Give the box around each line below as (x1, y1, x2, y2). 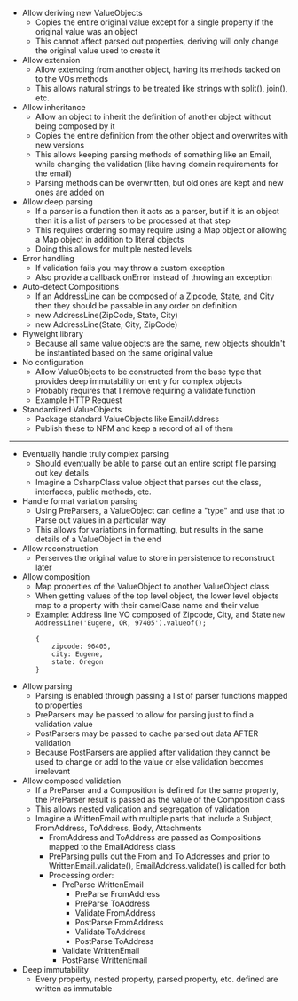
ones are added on (35, 187, 105, 197)
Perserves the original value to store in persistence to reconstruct (35, 553, 275, 563)
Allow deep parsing (21, 196, 93, 207)
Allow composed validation (21, 775, 122, 786)
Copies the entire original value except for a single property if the (35, 17, 274, 28)
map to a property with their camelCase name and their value (35, 600, 260, 610)
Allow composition (21, 572, 90, 581)
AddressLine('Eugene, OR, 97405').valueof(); (35, 619, 207, 628)
